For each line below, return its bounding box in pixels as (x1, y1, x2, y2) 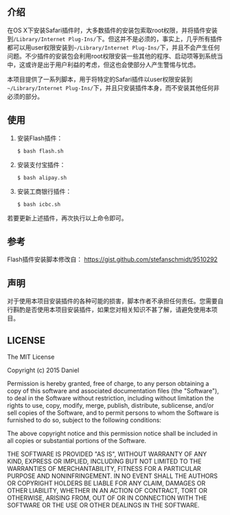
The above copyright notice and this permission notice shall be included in (7, 429, 218, 438)
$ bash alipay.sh (16, 174, 67, 181)
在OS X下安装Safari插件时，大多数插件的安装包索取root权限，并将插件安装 (7, 26, 218, 34)
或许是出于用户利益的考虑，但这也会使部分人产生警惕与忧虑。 (25, 61, 200, 69)
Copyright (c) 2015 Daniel (7, 366, 80, 375)
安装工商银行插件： (16, 187, 72, 195)
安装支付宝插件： (16, 160, 66, 168)
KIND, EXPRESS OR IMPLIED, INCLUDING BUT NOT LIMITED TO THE (7, 457, 202, 465)
